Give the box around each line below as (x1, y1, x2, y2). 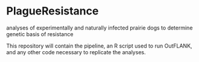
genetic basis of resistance (6, 30, 74, 37)
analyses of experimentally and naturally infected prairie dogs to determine (6, 24, 193, 31)
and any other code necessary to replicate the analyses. (6, 48, 146, 55)
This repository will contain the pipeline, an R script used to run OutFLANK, (6, 42, 192, 49)
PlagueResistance (6, 4, 99, 18)
